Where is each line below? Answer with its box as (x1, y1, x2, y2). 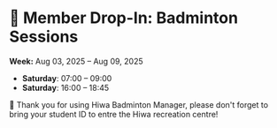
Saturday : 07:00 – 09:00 (21, 72, 112, 83)
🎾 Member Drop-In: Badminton (9, 8, 239, 28)
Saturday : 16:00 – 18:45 (21, 82, 110, 93)
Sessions (9, 26, 79, 47)
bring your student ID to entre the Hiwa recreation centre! (9, 109, 219, 119)
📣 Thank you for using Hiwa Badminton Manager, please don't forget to (9, 99, 268, 109)
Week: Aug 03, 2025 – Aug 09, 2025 (9, 56, 143, 66)
